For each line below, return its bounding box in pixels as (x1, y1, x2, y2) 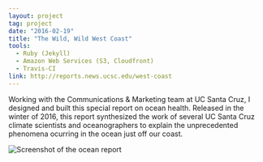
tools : (8, 42, 31, 50)
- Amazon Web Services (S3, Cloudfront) (15, 58, 154, 66)
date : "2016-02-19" (8, 27, 75, 35)
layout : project (8, 11, 63, 20)
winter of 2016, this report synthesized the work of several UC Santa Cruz (8, 111, 256, 122)
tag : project (8, 19, 53, 28)
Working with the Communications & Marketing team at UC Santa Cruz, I (8, 94, 251, 104)
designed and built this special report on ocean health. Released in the (8, 103, 244, 113)
